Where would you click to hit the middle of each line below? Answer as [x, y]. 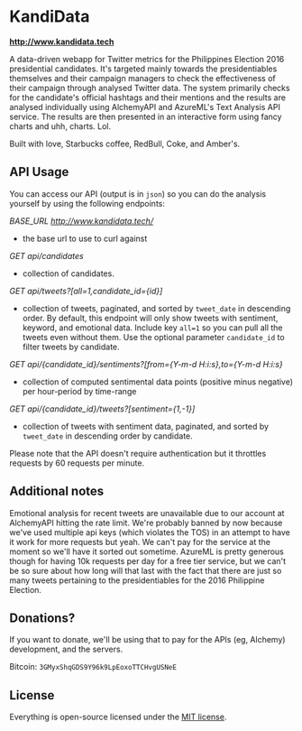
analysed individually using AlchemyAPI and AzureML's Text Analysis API [145, 106]
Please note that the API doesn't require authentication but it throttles [138, 453]
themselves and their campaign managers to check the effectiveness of [143, 78]
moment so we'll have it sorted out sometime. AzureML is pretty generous [146, 551]
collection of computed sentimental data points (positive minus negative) [158, 382]
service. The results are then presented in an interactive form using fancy [146, 116]
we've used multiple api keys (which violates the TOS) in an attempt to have [150, 532]
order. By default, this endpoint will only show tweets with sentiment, [150, 318]
